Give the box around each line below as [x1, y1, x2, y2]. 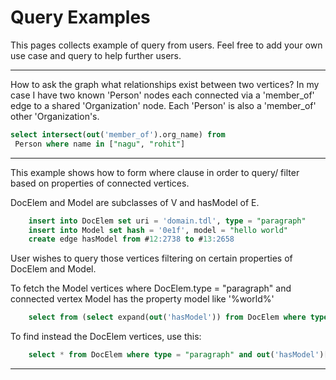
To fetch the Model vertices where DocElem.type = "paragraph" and [10, 282, 292, 295]
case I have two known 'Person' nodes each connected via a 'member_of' [10, 89, 315, 101]
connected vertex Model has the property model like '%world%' [10, 293, 275, 305]
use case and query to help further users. [10, 49, 182, 61]
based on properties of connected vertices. [10, 177, 190, 189]
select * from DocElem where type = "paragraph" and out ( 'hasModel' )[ [28, 350, 329, 360]
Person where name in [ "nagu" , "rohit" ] [14, 139, 186, 149]
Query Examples [10, 6, 151, 29]
